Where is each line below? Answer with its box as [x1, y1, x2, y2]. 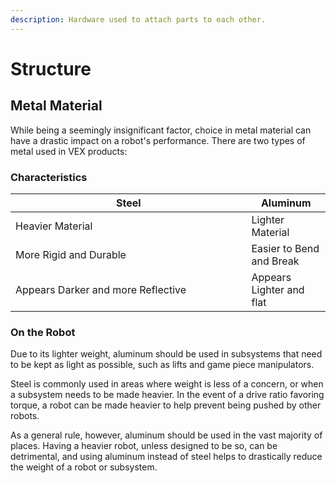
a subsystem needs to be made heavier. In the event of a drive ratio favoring [10, 389, 325, 401]
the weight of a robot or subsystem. [10, 461, 158, 473]
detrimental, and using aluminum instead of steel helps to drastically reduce [10, 451, 323, 463]
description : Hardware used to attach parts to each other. [10, 14, 267, 25]
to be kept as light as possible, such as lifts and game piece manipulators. [10, 359, 315, 371]
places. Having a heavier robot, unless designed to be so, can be [10, 440, 278, 452]
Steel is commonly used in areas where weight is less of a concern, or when [10, 378, 324, 390]
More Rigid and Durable [15, 247, 127, 261]
